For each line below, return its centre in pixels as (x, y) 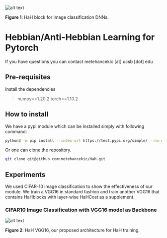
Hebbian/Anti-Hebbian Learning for (80, 37)
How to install (27, 114)
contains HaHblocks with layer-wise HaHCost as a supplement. (70, 197)
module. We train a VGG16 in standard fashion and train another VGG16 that (83, 192)
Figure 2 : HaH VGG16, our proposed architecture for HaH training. (73, 230)
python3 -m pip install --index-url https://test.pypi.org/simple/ (77, 141)
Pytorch (22, 48)
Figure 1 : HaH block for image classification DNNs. (57, 17)
